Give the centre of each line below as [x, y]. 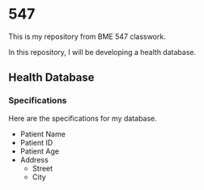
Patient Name [43, 133]
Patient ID [36, 142]
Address [34, 159]
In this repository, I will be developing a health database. [102, 52]
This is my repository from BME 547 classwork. [87, 36]
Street [42, 168]
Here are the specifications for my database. [83, 118]
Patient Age [39, 151]
